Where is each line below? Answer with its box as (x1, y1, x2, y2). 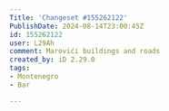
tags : (9, 64, 30, 73)
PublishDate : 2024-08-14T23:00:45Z (9, 22, 144, 31)
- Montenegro (9, 72, 59, 81)
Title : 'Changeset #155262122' (9, 13, 128, 23)
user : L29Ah (9, 38, 55, 48)
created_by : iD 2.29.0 (9, 55, 95, 64)
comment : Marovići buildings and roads (9, 47, 161, 56)
